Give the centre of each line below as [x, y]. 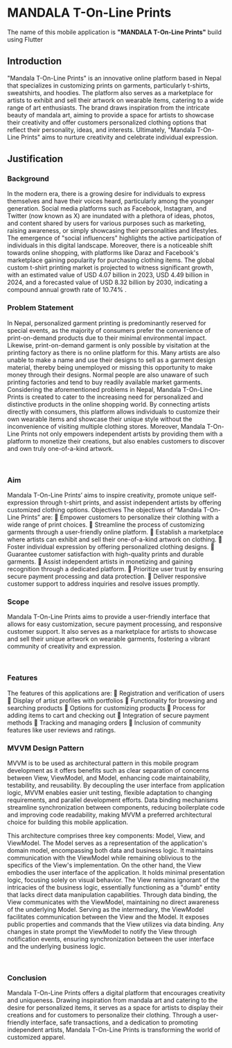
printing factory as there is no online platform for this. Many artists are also [114, 352]
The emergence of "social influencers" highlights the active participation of [115, 238]
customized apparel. [36, 1038]
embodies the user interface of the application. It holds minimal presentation [116, 872]
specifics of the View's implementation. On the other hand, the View [105, 865]
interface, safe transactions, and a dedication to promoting [115, 1022]
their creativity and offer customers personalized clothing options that [107, 122]
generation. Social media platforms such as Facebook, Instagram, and [107, 208]
